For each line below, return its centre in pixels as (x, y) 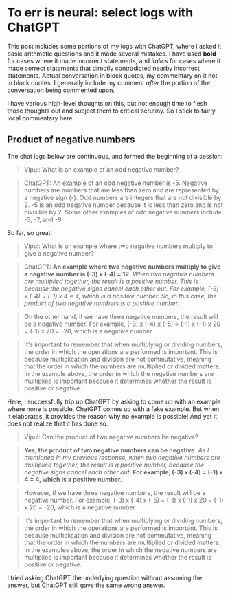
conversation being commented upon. (61, 90)
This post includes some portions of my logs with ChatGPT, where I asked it (114, 46)
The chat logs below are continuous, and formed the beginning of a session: (115, 156)
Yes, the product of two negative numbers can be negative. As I (116, 450)
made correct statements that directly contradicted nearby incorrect (104, 68)
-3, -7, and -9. (44, 219)
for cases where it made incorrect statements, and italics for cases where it (114, 60)
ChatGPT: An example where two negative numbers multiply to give (122, 267)
